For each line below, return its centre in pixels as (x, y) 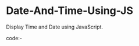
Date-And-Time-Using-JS (70, 11)
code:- (14, 38)
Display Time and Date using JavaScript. (55, 27)
